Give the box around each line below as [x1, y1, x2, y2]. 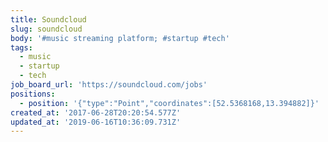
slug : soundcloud [10, 24, 83, 34]
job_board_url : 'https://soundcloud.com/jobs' [10, 80, 208, 90]
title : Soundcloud [10, 14, 87, 25]
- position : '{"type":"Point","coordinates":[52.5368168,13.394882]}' [19, 98, 320, 108]
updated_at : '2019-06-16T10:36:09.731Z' [10, 117, 182, 127]
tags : [10, 42, 33, 53]
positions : [10, 89, 56, 99]
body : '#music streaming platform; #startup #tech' [10, 33, 230, 43]
